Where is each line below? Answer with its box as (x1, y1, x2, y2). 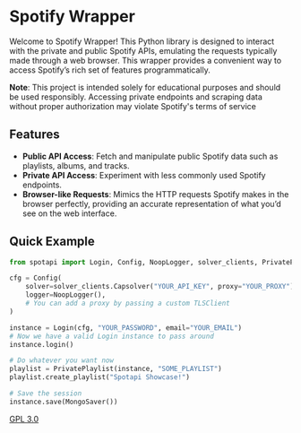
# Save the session (9, 389, 82, 398)
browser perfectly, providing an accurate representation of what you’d (21, 198, 282, 209)
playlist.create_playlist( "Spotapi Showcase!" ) (9, 373, 191, 382)
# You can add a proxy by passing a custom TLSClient (25, 299, 230, 308)
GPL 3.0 (9, 413, 39, 424)
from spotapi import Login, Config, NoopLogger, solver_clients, (9, 257, 258, 266)
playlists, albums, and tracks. (21, 160, 130, 171)
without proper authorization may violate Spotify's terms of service (9, 100, 257, 111)
